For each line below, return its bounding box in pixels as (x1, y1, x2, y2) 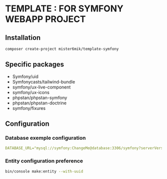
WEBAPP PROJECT (5, 13, 86, 25)
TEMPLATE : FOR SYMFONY (5, 3, 124, 14)
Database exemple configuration (5, 135, 86, 141)
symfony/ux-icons (12, 89, 50, 95)
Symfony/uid (12, 73, 39, 80)
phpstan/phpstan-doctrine (12, 100, 67, 106)
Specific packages (5, 60, 64, 69)
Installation (5, 33, 41, 42)
